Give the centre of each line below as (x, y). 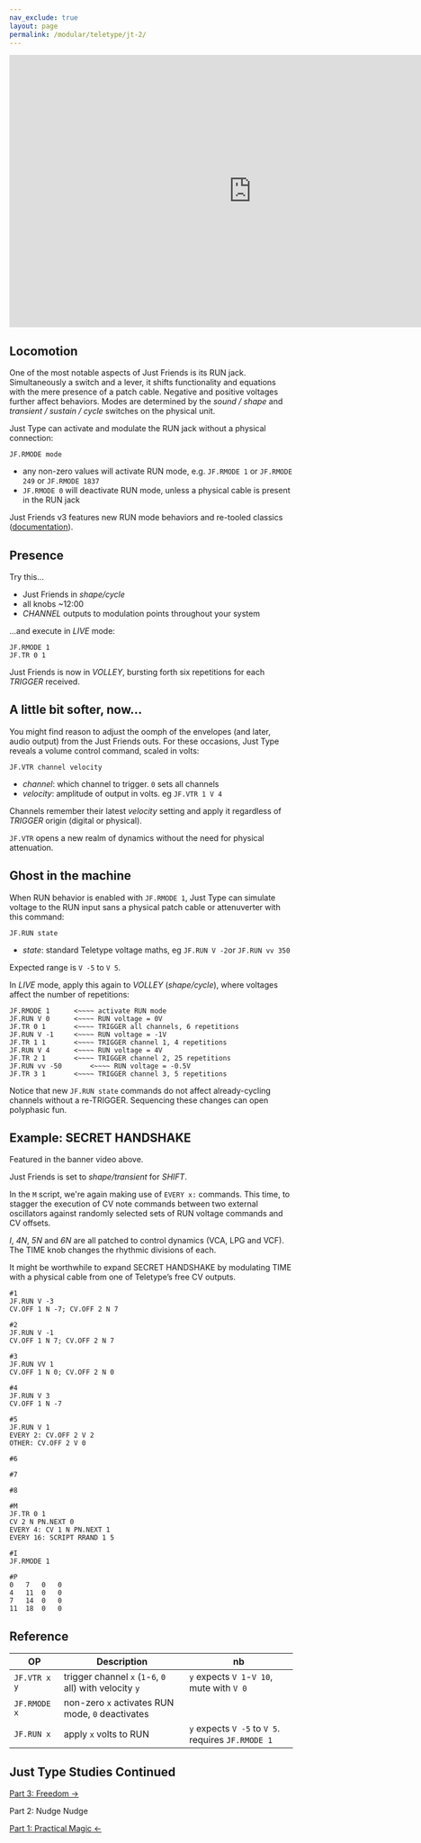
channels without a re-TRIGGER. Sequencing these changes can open (139, 1100)
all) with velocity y (102, 1688)
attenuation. (31, 847)
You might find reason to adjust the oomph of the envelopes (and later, (140, 731)
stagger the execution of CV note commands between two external (134, 1204)
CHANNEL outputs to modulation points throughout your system (141, 614)
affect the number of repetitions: (70, 994)
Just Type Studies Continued (93, 1771)
